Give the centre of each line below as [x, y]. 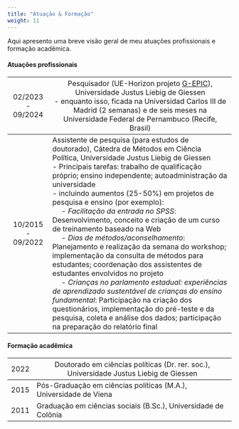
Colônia [49, 415]
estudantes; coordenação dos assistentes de [127, 264]
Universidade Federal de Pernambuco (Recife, [140, 119]
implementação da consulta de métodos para [128, 255]
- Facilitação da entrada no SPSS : [119, 211]
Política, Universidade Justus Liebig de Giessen [132, 157]
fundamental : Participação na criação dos [122, 300]
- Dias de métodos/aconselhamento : [123, 238]
